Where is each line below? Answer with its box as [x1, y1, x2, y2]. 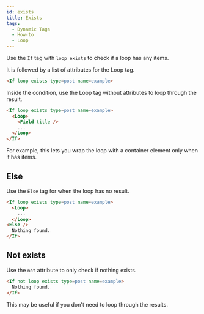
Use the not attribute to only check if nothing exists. [6, 266, 137, 274]
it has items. [6, 154, 37, 161]
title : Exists [6, 15, 43, 21]
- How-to [12, 32, 34, 38]
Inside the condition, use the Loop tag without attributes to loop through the [6, 89, 197, 96]
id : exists [6, 9, 34, 15]
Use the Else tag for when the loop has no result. [6, 187, 129, 195]
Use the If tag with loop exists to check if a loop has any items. [6, 54, 169, 61]
